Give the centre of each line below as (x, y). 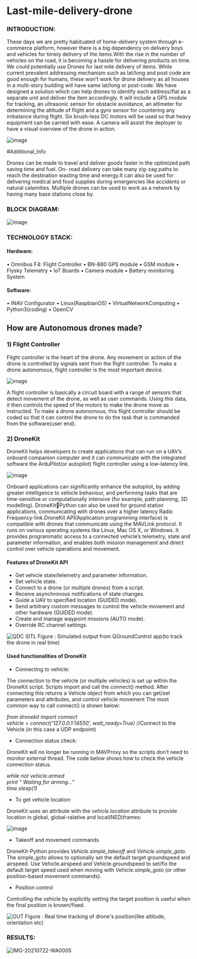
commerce (20, 48)
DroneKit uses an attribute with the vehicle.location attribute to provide (92, 811)
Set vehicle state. (36, 582)
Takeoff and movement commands (57, 839)
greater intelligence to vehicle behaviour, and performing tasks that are (92, 493)
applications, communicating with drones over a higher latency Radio (90, 511)
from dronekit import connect (42, 716)
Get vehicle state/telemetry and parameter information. (81, 575)
